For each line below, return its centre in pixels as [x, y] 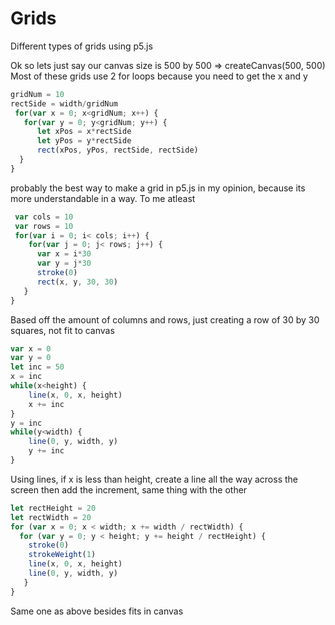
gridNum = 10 [37, 94]
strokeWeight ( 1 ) [62, 555]
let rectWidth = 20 [51, 517]
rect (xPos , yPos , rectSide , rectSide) [117, 150]
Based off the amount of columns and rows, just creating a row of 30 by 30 [165, 319]
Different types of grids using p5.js [81, 46]
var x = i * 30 [64, 254]
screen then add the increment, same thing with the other [129, 489]
